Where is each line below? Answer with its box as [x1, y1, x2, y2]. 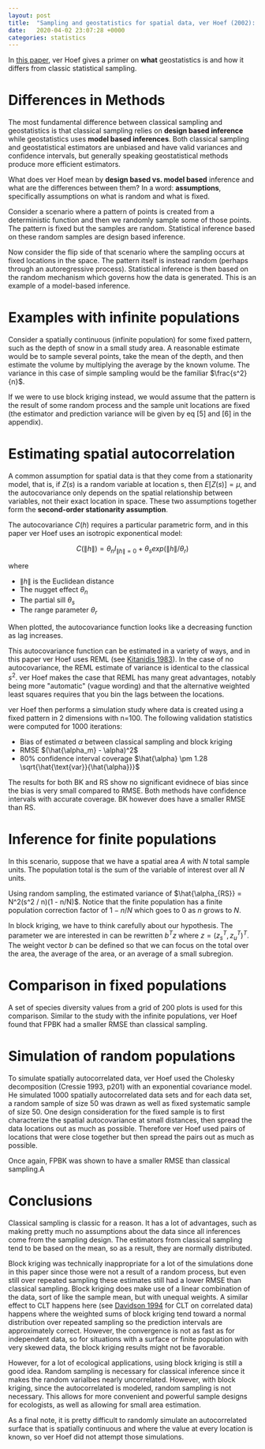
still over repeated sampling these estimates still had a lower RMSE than [8, 1276, 242, 1285]
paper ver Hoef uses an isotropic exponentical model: [8, 529, 183, 538]
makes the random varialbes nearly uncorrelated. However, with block [8, 1375, 236, 1384]
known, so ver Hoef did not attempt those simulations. [8, 1432, 184, 1442]
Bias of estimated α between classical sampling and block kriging [19, 737, 233, 746]
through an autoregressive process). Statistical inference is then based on [8, 264, 248, 274]
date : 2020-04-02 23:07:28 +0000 [8, 26, 125, 34]
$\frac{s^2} [210, 368, 248, 378]
